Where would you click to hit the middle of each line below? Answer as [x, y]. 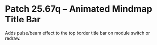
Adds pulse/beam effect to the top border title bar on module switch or [78, 33]
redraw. [13, 38]
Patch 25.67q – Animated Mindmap [79, 9]
